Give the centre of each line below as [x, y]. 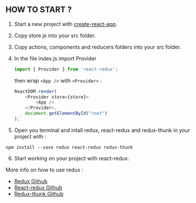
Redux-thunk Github [38, 194]
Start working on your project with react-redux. [72, 158]
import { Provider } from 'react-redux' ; [66, 69]
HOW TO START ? [39, 10]
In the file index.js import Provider [55, 58]
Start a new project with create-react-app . [66, 24]
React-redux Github [38, 187]
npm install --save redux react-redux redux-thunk [69, 147]
